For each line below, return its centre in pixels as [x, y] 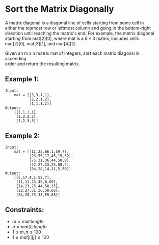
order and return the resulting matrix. [42, 64]
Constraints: [25, 210]
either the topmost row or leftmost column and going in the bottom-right [78, 28]
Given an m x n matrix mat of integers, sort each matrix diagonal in [72, 53]
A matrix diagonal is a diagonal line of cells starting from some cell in [75, 23]
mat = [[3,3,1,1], [33, 95]
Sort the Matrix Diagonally [60, 9]
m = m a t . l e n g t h [28, 222]
